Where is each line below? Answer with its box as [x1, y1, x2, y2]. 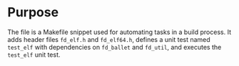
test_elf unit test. [7, 50, 61, 59]
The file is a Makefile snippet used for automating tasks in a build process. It [7, 28, 232, 36]
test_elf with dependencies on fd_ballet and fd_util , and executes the [7, 43, 222, 51]
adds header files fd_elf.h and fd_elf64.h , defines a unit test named [7, 35, 210, 43]
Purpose [7, 4, 59, 21]
